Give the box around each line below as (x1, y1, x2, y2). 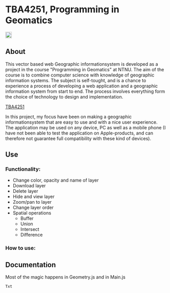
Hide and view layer (12, 193, 55, 200)
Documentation (5, 260, 56, 269)
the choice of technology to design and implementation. (5, 93, 123, 100)
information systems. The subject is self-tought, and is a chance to (5, 77, 146, 83)
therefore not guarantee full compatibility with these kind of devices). (5, 135, 152, 142)
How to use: (5, 245, 36, 252)
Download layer (12, 183, 46, 189)
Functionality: (5, 166, 41, 173)
